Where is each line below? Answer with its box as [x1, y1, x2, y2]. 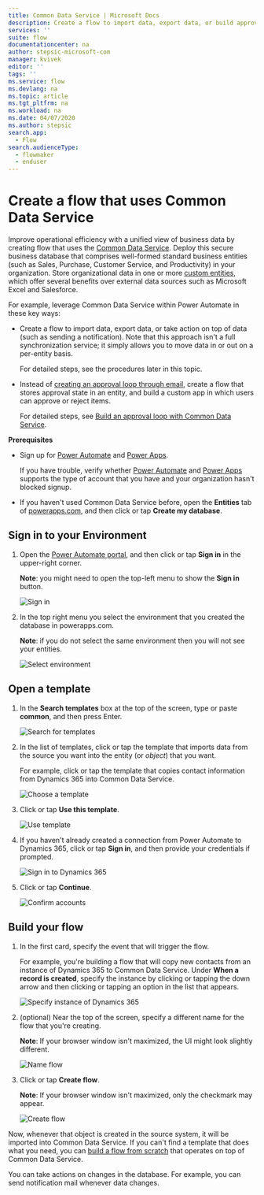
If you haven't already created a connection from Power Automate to [19, 835, 242, 844]
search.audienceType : [8, 143, 79, 151]
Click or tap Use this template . [19, 804, 119, 814]
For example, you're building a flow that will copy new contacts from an [19, 956, 251, 966]
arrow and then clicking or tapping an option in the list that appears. [19, 982, 240, 991]
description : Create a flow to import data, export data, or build [8, 19, 234, 27]
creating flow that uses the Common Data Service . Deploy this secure [8, 243, 234, 253]
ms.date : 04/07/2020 [8, 114, 76, 122]
